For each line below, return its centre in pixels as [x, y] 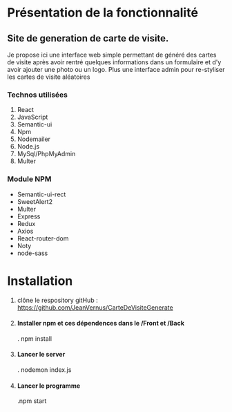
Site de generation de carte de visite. [88, 38]
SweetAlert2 [35, 201]
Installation [40, 281]
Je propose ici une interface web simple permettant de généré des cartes [112, 55]
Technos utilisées [37, 95]
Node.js [28, 147]
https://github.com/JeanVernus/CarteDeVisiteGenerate [95, 307]
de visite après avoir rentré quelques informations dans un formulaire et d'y [114, 62]
